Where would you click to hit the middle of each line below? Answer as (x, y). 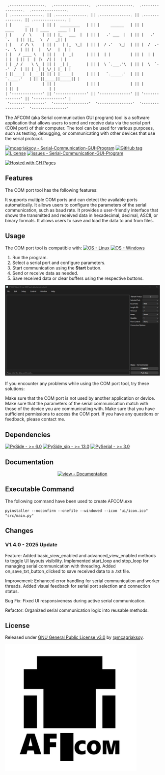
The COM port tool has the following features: (52, 190)
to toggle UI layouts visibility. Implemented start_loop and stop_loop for (77, 561)
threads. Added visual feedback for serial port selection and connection (78, 586)
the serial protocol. (24, 138)
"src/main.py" (20, 516)
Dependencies (28, 434)
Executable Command (40, 489)
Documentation (29, 462)
